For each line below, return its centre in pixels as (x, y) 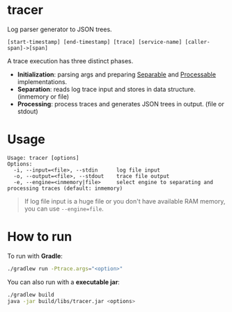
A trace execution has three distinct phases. (70, 60)
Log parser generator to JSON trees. (60, 29)
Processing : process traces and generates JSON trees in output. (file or (121, 104)
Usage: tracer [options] (43, 158)
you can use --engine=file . (64, 208)
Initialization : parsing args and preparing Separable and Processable (116, 74)
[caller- (198, 42)
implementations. (42, 81)
